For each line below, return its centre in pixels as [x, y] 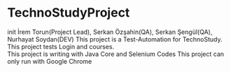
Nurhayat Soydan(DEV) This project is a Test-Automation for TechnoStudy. [115, 39]
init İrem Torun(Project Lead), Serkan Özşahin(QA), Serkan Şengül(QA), [110, 32]
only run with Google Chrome [50, 61]
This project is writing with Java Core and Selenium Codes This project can [116, 54]
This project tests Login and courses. [61, 46]
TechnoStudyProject [69, 13]
